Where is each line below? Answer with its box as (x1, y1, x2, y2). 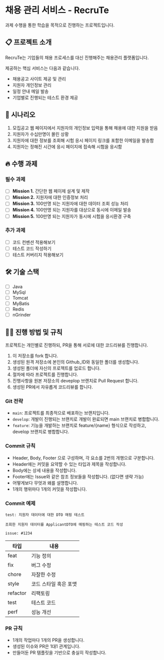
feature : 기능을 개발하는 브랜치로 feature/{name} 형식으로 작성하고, (12, 422, 146, 428)
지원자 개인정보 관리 (12, 82, 51, 88)
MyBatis (12, 300, 29, 306)
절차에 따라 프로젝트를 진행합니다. (12, 371, 78, 377)
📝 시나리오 (5, 110, 36, 119)
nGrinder (12, 312, 31, 318)
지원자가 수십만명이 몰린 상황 (12, 131, 69, 137)
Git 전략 (5, 397, 23, 404)
